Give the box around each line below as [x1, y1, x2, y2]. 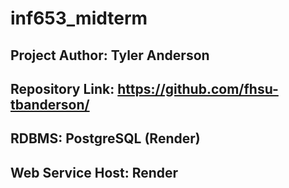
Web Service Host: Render [10, 164, 179, 181]
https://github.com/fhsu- [117, 80, 279, 97]
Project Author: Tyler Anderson [10, 47, 210, 64]
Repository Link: [10, 80, 115, 97]
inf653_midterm [10, 7, 148, 30]
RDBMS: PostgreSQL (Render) [10, 130, 201, 147]
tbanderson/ [10, 96, 90, 113]
